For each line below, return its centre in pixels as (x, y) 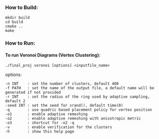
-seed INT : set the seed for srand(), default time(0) (64, 106)
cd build (14, 22)
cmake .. (14, 26)
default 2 (15, 101)
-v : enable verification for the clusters (59, 127)
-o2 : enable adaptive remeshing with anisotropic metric (73, 119)
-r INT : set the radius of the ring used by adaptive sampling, (78, 97)
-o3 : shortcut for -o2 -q (40, 123)
